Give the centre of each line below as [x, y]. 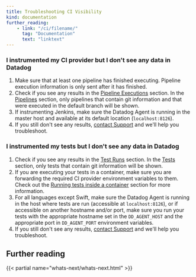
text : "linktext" [43, 39]
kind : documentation [32, 17]
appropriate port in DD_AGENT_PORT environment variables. [84, 222]
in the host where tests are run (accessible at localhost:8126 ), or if [96, 203]
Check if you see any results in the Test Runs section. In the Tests [95, 159]
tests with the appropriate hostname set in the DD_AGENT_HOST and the [99, 216]
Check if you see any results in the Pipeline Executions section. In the [99, 93]
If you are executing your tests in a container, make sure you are [93, 172]
